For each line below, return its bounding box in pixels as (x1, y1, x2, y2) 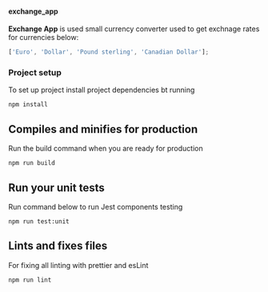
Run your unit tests (8, 181, 106, 194)
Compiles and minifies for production (8, 122, 198, 136)
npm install (8, 101, 48, 109)
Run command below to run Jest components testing (8, 202, 183, 211)
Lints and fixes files (8, 239, 108, 253)
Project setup (8, 67, 62, 78)
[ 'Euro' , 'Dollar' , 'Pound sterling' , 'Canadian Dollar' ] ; (8, 48, 210, 56)
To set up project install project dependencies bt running (8, 85, 195, 95)
